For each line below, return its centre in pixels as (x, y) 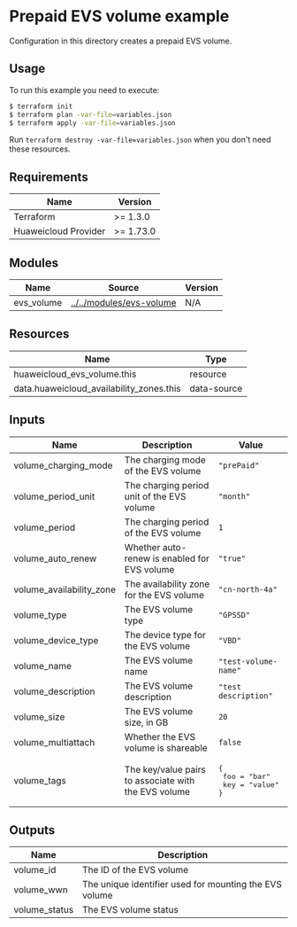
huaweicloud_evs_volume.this (75, 374)
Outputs (32, 830)
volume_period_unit (54, 496)
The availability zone (167, 584)
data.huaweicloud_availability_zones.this (97, 388)
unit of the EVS (155, 496)
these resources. (40, 149)
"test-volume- (248, 661)
